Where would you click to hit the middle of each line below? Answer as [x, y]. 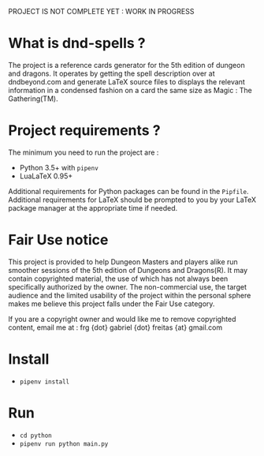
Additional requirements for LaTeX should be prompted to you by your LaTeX [132, 200]
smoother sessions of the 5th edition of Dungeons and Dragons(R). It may [128, 270]
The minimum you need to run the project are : [84, 152]
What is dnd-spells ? [77, 43]
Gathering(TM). [33, 99]
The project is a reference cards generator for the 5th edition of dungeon [127, 65]
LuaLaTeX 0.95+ [46, 176]
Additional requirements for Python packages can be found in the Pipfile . [129, 191]
